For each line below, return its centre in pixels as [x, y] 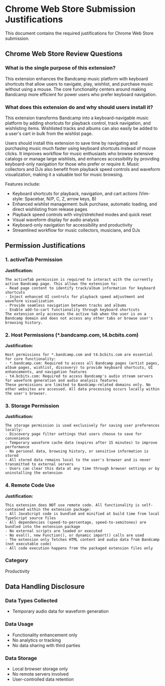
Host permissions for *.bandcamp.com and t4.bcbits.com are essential [79, 355]
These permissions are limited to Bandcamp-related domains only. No [78, 385]
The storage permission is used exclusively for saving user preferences [82, 425]
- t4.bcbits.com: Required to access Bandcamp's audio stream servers [79, 376]
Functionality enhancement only [45, 635]
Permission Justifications [45, 245]
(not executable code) [28, 544]
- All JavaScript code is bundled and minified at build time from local [82, 514]
